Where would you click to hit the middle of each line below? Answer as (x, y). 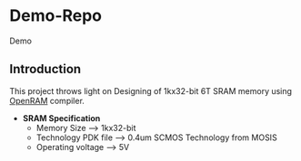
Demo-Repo (56, 16)
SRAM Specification (61, 118)
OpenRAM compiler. (47, 100)
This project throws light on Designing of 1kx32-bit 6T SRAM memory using (151, 90)
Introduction (45, 69)
